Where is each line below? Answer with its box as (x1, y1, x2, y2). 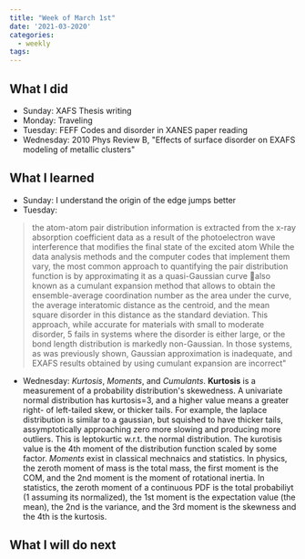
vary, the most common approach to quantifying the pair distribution (31, 261, 289, 272)
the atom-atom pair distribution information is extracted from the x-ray (31, 222, 297, 233)
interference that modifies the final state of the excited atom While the (31, 241, 295, 252)
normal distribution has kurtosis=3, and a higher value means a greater (22, 394, 290, 406)
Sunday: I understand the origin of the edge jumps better (22, 194, 237, 205)
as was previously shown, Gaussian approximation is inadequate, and (31, 347, 293, 358)
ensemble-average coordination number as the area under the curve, (31, 289, 292, 301)
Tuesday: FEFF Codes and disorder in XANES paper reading (22, 124, 249, 135)
